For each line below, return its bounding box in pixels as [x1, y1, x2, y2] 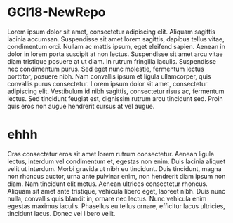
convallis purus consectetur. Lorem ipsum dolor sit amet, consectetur [7, 79, 208, 88]
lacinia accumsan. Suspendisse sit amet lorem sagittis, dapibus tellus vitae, [7, 34, 225, 43]
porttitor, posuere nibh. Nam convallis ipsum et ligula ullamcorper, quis [7, 72, 212, 81]
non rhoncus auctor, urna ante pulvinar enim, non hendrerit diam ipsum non [7, 172, 226, 180]
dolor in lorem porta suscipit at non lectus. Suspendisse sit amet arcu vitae [7, 50, 223, 58]
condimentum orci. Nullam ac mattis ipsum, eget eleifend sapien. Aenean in [7, 42, 226, 50]
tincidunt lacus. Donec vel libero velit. [7, 209, 116, 217]
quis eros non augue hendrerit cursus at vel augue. [7, 102, 155, 110]
